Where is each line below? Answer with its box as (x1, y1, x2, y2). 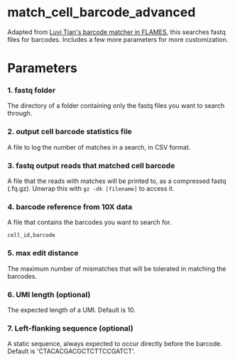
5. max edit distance (7, 248, 79, 258)
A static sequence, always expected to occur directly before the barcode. (7, 340, 222, 348)
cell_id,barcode (7, 232, 55, 239)
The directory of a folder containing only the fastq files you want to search (7, 101, 225, 110)
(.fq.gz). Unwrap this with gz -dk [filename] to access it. (7, 184, 175, 193)
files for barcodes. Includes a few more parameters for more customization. (7, 35, 229, 43)
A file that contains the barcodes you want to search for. (7, 218, 172, 227)
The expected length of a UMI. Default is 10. (7, 306, 136, 314)
